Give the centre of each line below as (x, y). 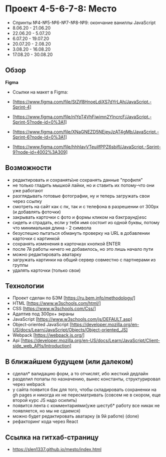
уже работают (28, 190)
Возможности (28, 168)
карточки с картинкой (36, 238)
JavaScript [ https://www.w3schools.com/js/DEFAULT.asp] (72, 319)
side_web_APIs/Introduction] (42, 346)
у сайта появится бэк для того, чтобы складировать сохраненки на (84, 390)
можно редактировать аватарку (47, 254)
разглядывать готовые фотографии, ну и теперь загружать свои (81, 196)
